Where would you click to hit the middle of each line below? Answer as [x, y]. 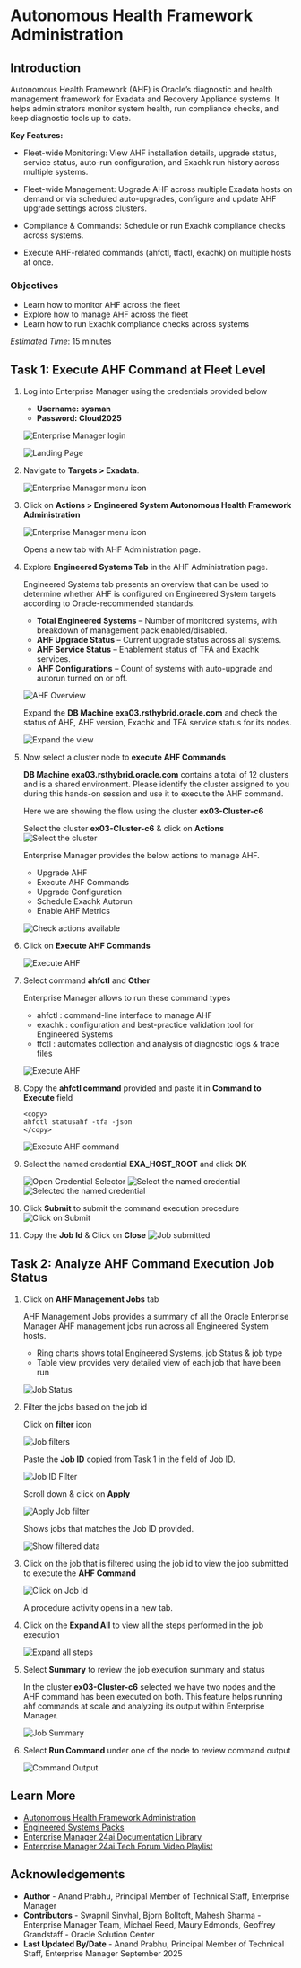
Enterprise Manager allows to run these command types [127, 998]
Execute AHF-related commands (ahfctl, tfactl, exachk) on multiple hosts [157, 253]
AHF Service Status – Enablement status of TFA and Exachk [148, 650]
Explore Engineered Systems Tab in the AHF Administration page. [145, 567]
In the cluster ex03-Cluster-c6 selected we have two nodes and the [149, 1687]
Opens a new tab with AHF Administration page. [112, 549]
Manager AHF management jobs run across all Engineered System [146, 1326]
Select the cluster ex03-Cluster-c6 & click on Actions [124, 829]
